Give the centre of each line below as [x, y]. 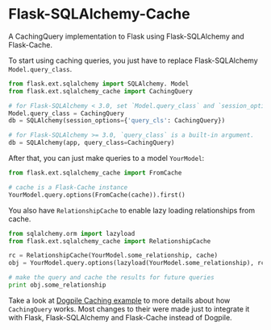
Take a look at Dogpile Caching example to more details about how [119, 300]
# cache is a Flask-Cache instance [68, 187]
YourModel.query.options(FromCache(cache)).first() [97, 195]
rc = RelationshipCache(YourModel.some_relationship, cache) [113, 256]
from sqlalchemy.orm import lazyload [72, 233]
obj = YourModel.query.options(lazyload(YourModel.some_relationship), [131, 263]
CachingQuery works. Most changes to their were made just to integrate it [129, 309]
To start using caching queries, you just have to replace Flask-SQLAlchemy [133, 60]
